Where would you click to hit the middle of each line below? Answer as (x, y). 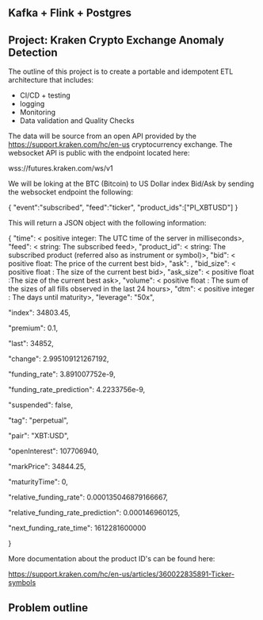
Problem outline (48, 608)
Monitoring (37, 112)
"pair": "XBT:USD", (39, 436)
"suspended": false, (41, 405)
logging (32, 104)
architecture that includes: (51, 80)
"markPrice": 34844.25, (47, 467)
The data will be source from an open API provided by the (102, 136)
